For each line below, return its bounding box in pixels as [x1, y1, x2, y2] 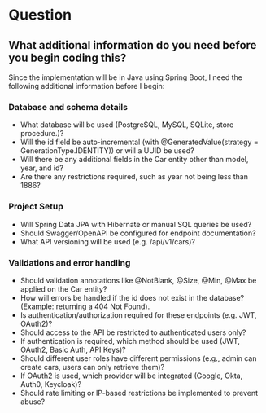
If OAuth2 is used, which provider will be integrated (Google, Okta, [20, 371, 243, 380]
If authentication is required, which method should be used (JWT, [20, 336, 240, 345]
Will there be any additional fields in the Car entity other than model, [20, 155, 249, 165]
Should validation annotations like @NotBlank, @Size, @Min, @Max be [20, 275, 257, 285]
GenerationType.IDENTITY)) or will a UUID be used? [20, 146, 194, 156]
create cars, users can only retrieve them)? [20, 362, 165, 371]
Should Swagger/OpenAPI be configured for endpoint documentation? [20, 228, 256, 238]
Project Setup [8, 201, 63, 213]
